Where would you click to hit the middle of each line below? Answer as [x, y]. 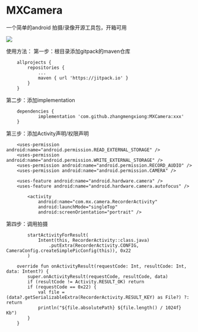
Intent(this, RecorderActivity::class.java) [94, 240]
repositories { [46, 68]
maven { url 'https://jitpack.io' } [83, 78]
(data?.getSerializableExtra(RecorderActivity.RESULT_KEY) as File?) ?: [98, 297]
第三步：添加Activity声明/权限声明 [47, 133]
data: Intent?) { [28, 271]
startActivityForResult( [58, 235]
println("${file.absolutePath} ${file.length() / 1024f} [110, 308]
